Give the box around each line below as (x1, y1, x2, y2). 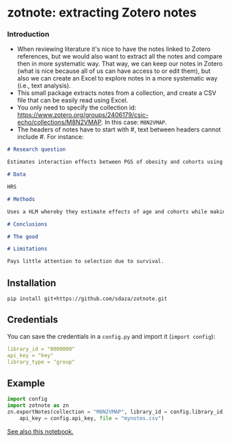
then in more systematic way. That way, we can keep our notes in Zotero (16, 60, 223, 68)
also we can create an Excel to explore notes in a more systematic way (16, 74, 218, 83)
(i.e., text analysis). (16, 81, 71, 90)
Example (7, 377, 45, 389)
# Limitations (7, 246, 48, 253)
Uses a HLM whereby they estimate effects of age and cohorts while (7, 208, 208, 215)
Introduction (7, 30, 49, 39)
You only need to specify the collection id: (16, 103, 137, 112)
